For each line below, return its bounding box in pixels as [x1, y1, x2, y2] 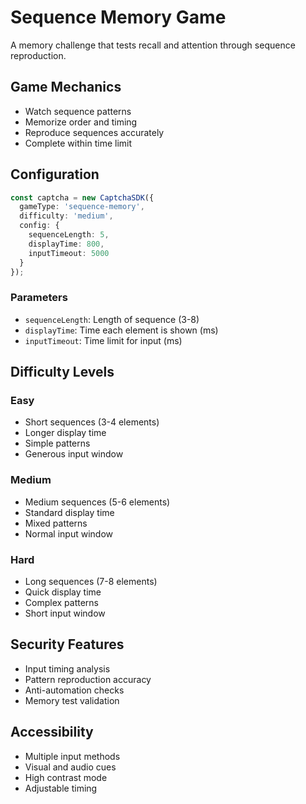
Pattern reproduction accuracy [24, 673, 152, 685]
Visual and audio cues [24, 761, 117, 773]
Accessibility [10, 724, 94, 741]
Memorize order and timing [24, 116, 138, 128]
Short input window [24, 607, 106, 620]
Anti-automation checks [24, 684, 125, 696]
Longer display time [24, 427, 107, 439]
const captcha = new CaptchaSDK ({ [10, 192, 155, 203]
